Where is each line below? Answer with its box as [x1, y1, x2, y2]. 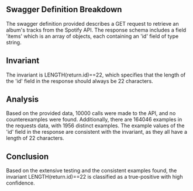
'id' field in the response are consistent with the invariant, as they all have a [6, 129, 188, 136]
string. [6, 39, 22, 46]
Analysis [6, 95, 39, 105]
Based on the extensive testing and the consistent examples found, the [6, 167, 177, 174]
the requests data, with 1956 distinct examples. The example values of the [6, 122, 185, 129]
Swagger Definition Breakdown [6, 5, 122, 15]
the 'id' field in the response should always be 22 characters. [6, 77, 153, 84]
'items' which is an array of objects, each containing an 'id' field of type [6, 32, 179, 40]
